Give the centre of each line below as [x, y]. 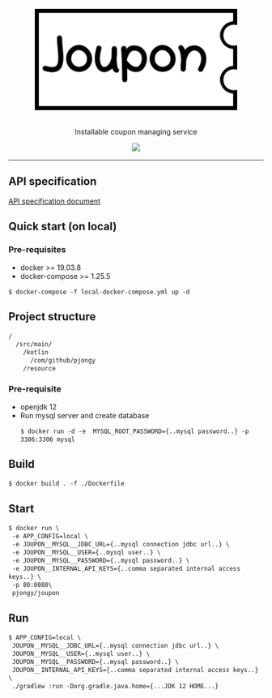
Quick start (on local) [63, 227]
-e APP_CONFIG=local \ [50, 537]
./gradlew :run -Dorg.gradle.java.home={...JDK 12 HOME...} [115, 687]
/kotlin [36, 353]
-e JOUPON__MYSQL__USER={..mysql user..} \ [86, 553]
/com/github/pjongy [62, 361]
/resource [40, 369]
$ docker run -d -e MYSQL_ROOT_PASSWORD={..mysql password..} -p [134, 431]
